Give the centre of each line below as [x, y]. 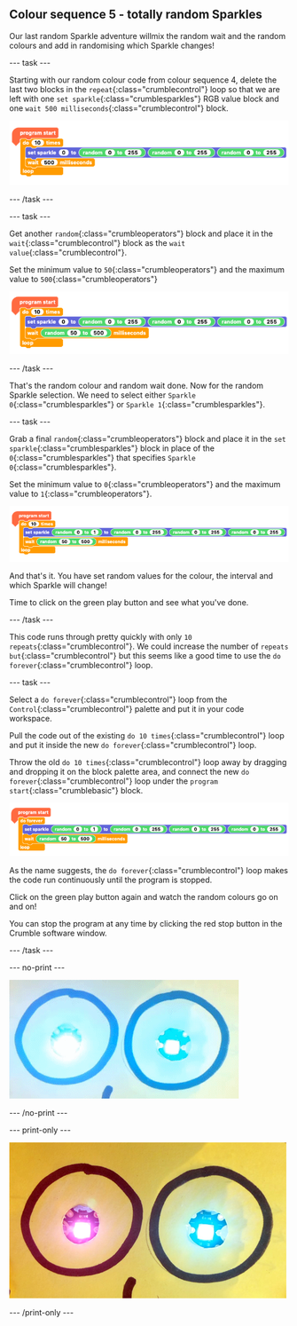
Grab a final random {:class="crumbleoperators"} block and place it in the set [148, 438]
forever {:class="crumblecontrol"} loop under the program [114, 781]
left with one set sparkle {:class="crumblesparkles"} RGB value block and [144, 99]
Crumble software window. [59, 933]
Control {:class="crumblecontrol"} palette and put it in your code [127, 709]
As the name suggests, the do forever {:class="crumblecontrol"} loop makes [148, 870]
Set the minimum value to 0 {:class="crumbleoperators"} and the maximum [145, 484]
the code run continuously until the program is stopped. [111, 880]
